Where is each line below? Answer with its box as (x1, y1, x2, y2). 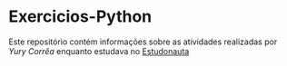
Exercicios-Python (8, 6, 152, 27)
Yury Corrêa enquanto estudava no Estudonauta (8, 45, 190, 56)
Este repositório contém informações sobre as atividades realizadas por (8, 36, 278, 47)
